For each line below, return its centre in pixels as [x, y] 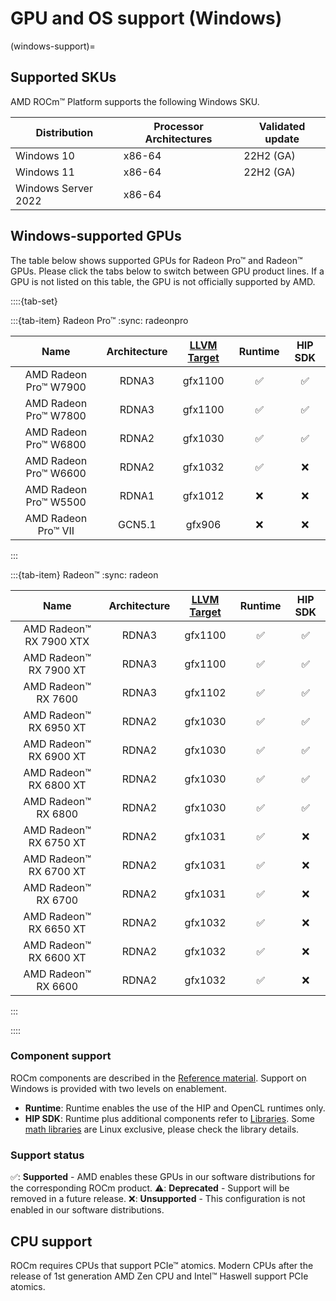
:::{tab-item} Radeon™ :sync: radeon [84, 574]
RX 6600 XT [57, 957]
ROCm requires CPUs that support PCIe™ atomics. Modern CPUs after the [162, 1265]
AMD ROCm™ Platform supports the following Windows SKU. [135, 101]
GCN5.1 [137, 524]
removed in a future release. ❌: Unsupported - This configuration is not [158, 1199]
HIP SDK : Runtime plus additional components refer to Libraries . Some [169, 1118]
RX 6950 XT [57, 727]
